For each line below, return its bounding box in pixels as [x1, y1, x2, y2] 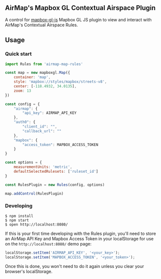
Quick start [5, 50, 32, 57]
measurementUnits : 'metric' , [14, 164, 73, 169]
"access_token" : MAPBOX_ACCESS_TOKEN [22, 142, 98, 147]
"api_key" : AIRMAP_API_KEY [22, 111, 77, 115]
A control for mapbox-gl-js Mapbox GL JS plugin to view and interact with [5, 16, 152, 22]
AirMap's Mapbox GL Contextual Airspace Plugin [5, 4, 156, 12]
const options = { [5, 160, 42, 165]
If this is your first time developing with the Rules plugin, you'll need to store [5, 230, 156, 236]
